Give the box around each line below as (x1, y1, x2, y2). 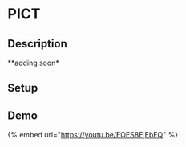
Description (7, 37, 67, 51)
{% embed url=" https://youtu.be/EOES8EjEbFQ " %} (7, 130, 178, 140)
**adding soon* (7, 58, 59, 67)
